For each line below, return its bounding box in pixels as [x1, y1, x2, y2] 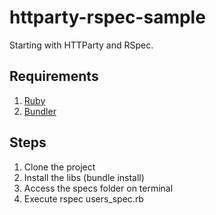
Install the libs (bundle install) [23, 171, 145, 183]
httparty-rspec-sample [9, 6, 206, 29]
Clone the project [23, 161, 96, 173]
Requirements [9, 68, 99, 85]
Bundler [23, 105, 57, 117]
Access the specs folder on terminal [23, 182, 174, 194]
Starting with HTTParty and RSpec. [9, 39, 154, 51]
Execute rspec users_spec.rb [23, 192, 144, 205]
